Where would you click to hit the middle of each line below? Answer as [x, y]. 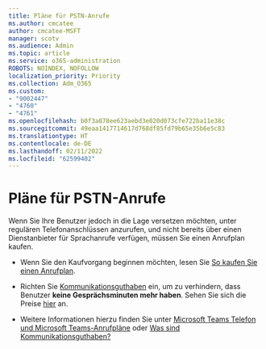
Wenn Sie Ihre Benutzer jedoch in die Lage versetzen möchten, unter [123, 221]
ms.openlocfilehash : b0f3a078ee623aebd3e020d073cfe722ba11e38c [117, 121]
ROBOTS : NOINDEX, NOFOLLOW [54, 69]
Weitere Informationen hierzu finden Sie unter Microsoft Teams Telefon [138, 319]
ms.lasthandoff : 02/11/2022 [56, 151]
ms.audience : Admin [41, 46]
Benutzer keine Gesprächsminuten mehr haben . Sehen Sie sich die [133, 295]
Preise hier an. [44, 304]
